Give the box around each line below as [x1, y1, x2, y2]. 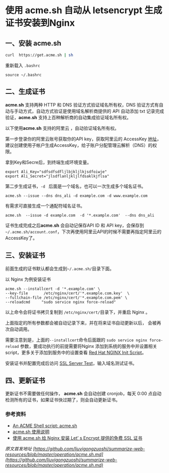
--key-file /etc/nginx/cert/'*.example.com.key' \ [5, 291, 130, 296]
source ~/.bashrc [5, 72, 42, 77]
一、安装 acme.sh [5, 39, 62, 47]
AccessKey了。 [5, 235, 38, 241]
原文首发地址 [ [5, 445, 35, 452]
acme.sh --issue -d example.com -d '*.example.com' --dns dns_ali [5, 213, 155, 218]
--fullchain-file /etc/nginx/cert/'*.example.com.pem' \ [5, 295, 128, 300]
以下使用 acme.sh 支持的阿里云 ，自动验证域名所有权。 [5, 125, 120, 131]
